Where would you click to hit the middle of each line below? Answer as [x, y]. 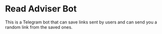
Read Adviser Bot [41, 9]
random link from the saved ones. [39, 27]
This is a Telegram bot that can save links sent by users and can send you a [81, 22]
